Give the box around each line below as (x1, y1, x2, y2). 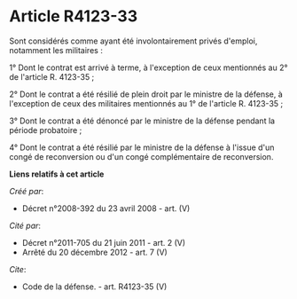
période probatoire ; (9, 124, 82, 135)
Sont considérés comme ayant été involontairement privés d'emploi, (9, 35, 258, 46)
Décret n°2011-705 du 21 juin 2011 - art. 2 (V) (21, 237, 186, 248)
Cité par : (9, 220, 42, 231)
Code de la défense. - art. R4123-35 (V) (21, 281, 168, 292)
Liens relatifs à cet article (9, 169, 105, 179)
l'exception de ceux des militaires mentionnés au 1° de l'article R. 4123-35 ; (9, 98, 284, 108)
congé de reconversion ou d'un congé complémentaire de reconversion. (9, 151, 274, 161)
